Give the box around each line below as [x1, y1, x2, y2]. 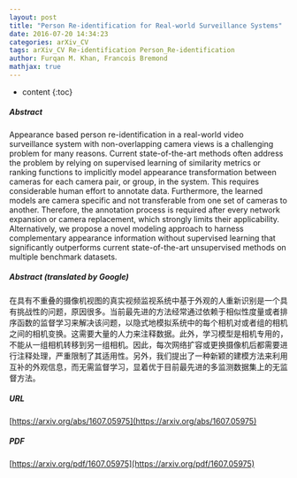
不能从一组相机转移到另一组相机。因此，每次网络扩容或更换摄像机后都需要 [9, 339, 280, 350]
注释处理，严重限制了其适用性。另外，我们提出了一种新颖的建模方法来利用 [16, 351, 288, 361]
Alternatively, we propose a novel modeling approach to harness [9, 223, 245, 234]
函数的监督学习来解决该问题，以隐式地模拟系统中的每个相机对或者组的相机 [16, 317, 288, 328]
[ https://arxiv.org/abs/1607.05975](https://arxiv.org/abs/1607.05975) [9, 415, 257, 426]
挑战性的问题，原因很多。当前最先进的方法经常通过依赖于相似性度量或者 [16, 306, 280, 317]
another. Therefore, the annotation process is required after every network [9, 204, 280, 215]
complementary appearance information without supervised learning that [9, 232, 276, 243]
